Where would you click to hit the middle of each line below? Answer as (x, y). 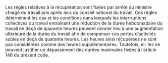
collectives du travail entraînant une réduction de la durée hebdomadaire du (84, 23)
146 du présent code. (27, 55)
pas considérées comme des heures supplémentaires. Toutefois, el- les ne (83, 44)
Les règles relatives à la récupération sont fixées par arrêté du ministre (79, 7)
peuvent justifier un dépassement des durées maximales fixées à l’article (81, 50)
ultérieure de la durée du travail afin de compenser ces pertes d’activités (81, 34)
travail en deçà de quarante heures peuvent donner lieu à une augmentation (84, 28)
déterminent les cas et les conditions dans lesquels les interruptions (76, 18)
